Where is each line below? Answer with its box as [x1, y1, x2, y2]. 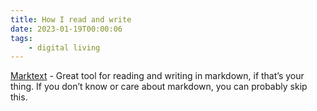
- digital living [28, 42, 101, 53]
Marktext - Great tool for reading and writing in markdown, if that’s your [10, 70, 305, 82]
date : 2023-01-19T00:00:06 [10, 24, 123, 34]
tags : [10, 33, 33, 43]
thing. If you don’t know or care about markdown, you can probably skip [10, 81, 308, 93]
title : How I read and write [10, 14, 132, 25]
